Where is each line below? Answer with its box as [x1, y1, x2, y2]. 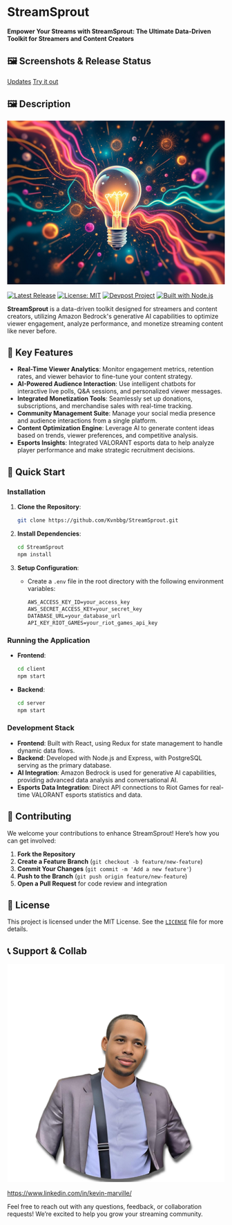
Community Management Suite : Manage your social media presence [17, 409, 216, 418]
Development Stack [7, 723, 75, 733]
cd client [17, 665, 46, 672]
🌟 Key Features [7, 346, 74, 358]
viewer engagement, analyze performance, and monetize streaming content [7, 319, 224, 328]
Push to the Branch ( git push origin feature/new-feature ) [17, 872, 188, 880]
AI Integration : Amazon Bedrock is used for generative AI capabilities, [17, 768, 217, 777]
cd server [17, 699, 46, 707]
